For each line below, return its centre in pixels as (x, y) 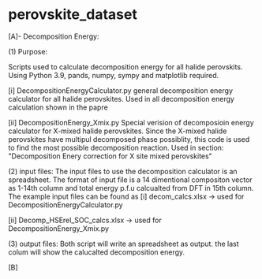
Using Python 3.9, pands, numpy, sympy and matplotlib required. (114, 75)
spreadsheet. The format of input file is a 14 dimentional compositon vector (130, 180)
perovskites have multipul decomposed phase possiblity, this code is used (129, 139)
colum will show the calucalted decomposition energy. (97, 252)
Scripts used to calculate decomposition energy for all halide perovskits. (125, 67)
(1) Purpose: (28, 51)
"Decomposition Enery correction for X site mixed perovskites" (110, 156)
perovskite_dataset (73, 15)
